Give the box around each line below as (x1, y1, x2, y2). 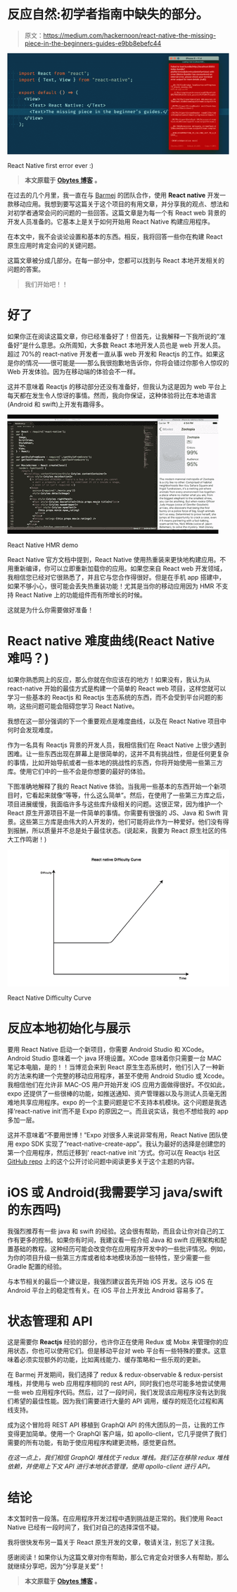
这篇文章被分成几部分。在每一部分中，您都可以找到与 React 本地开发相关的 (7, 256, 225, 265)
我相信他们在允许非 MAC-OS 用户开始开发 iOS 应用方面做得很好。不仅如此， (7, 1080, 229, 1089)
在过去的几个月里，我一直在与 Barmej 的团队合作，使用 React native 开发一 (7, 191, 226, 199)
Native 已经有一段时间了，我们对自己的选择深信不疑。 (7, 1523, 164, 1532)
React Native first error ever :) (7, 161, 94, 169)
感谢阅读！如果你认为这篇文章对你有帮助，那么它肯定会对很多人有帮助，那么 (7, 1553, 229, 1562)
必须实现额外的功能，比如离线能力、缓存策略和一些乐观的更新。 (19, 1355, 205, 1364)
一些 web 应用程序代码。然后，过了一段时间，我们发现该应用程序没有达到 (7, 1388, 220, 1396)
